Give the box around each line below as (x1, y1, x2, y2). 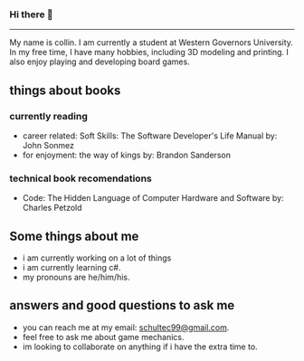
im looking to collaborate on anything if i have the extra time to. (22, 341, 258, 352)
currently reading (9, 109, 89, 122)
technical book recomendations (9, 172, 152, 185)
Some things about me (9, 228, 139, 243)
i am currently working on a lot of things (22, 252, 172, 263)
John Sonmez (22, 139, 75, 150)
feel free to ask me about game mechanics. (22, 331, 185, 342)
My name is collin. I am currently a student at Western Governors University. (9, 37, 294, 48)
